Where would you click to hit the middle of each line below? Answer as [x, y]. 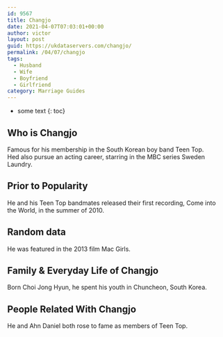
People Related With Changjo [72, 309]
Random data [36, 232]
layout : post [26, 40]
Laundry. [20, 164]
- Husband [27, 65]
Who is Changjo [42, 133]
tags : [15, 59]
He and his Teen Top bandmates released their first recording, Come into [112, 203]
